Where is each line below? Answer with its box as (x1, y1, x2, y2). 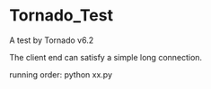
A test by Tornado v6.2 (9, 35, 94, 45)
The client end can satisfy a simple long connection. (9, 52, 203, 62)
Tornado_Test (9, 5, 114, 26)
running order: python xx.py (9, 69, 113, 80)
